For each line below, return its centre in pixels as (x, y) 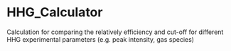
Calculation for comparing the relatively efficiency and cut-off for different (115, 32)
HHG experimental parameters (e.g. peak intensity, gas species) (101, 39)
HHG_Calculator (55, 12)
